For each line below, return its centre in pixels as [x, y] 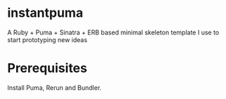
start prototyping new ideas [48, 39]
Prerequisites [48, 68]
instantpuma [45, 13]
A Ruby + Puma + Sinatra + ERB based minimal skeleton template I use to [113, 32]
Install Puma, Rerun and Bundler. [55, 87]
